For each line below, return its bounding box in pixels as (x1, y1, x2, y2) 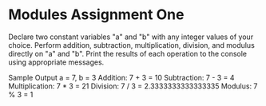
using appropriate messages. (8, 57, 105, 67)
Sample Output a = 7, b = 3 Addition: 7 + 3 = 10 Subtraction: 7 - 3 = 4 (8, 73, 235, 82)
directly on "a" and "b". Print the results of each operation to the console (8, 49, 248, 58)
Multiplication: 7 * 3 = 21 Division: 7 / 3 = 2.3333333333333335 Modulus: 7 (8, 81, 258, 91)
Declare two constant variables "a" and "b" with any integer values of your (8, 32, 254, 41)
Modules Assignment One (8, 6, 185, 24)
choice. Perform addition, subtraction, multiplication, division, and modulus (8, 40, 256, 49)
